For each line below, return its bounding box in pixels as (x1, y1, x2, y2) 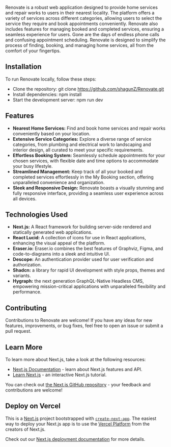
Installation (5, 62, 42, 71)
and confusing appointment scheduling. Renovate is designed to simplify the (5, 37, 166, 43)
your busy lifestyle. (12, 163, 53, 169)
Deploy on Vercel (5, 402, 61, 410)
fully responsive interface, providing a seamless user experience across (12, 190, 164, 196)
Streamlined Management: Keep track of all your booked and (12, 168, 143, 175)
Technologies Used (5, 210, 68, 219)
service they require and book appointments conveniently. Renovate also (5, 20, 158, 27)
